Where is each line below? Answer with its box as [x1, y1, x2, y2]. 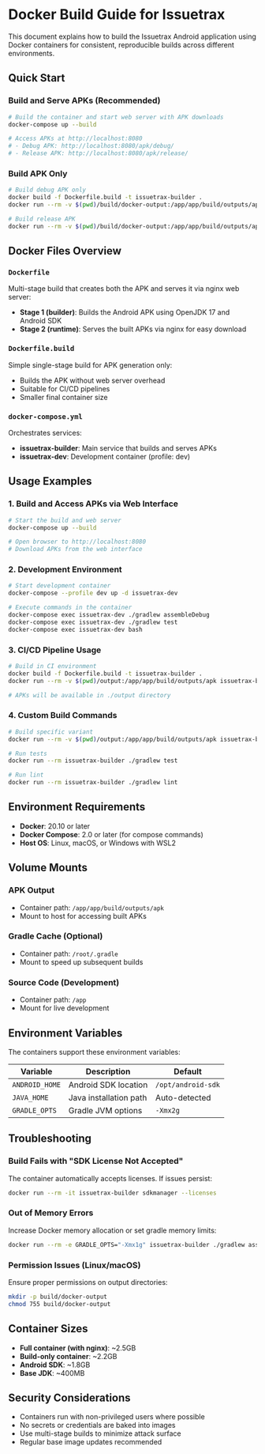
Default [173, 1066, 203, 1077]
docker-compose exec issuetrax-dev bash [8, 625, 144, 633]
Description [85, 1066, 131, 1077]
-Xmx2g [155, 1105, 180, 1115]
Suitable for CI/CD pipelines [19, 383, 110, 393]
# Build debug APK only [8, 186, 87, 194]
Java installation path [68, 1092, 147, 1103]
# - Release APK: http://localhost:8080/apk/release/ [8, 149, 189, 157]
